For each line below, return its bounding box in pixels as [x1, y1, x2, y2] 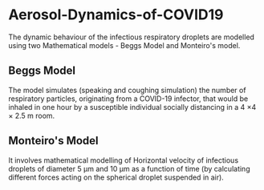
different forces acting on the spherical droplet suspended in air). [8, 172, 225, 182]
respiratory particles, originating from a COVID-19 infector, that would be [8, 94, 249, 103]
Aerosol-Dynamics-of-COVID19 [8, 6, 224, 24]
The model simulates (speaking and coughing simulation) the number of [8, 85, 246, 95]
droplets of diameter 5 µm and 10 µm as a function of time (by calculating [8, 164, 250, 173]
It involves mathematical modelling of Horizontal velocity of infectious [8, 155, 239, 165]
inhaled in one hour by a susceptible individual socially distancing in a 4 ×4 [8, 102, 257, 111]
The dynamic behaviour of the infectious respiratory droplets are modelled [8, 32, 255, 42]
